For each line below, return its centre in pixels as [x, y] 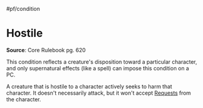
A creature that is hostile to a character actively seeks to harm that [89, 86]
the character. [24, 99]
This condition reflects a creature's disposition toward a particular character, [102, 62]
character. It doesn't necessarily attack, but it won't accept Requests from [99, 93]
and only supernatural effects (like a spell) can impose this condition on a [98, 68]
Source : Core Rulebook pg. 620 [46, 50]
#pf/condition [23, 9]
